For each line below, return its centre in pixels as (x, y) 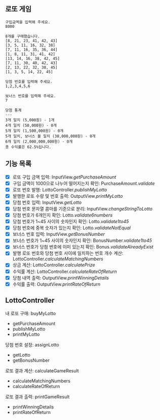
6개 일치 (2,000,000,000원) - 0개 (39, 142)
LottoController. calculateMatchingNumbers (58, 259)
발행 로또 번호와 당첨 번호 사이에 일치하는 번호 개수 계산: (68, 253)
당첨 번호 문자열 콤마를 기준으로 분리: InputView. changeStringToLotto (83, 208)
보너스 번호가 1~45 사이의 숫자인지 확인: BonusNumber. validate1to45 (82, 240)
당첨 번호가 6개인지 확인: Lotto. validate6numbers (63, 215)
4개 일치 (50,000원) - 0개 (31, 125)
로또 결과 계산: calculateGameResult (42, 371)
